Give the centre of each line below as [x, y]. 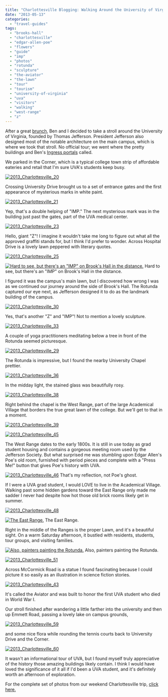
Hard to [152, 266]
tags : [11, 28]
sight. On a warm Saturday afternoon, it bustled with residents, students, [80, 535]
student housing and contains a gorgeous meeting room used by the [76, 449]
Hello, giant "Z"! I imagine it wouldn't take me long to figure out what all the [82, 236]
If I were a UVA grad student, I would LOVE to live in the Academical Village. [83, 484]
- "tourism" [22, 89]
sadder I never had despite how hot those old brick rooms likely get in [77, 495]
